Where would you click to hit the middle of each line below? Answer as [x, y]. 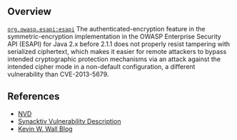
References [34, 96]
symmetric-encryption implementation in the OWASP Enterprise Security [114, 36]
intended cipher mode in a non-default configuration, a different [101, 66]
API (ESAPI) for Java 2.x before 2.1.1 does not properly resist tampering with [119, 44]
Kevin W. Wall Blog [45, 129]
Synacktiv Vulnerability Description [69, 121]
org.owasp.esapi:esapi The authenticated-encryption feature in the [106, 28]
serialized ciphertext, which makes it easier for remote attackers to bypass [117, 51]
